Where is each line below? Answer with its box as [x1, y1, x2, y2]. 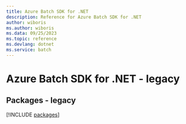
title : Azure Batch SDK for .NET [6, 8, 89, 15]
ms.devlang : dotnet [6, 42, 54, 48]
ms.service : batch [6, 47, 52, 53]
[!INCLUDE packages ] [6, 111, 60, 118]
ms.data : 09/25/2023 [6, 31, 57, 36]
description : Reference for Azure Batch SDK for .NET [6, 14, 142, 20]
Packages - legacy [6, 95, 76, 106]
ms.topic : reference [6, 36, 57, 42]
